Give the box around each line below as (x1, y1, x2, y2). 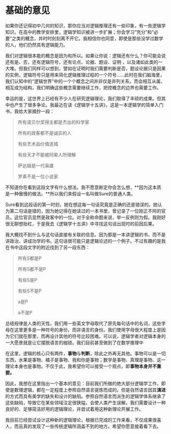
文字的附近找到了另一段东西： (27, 244, 90, 250)
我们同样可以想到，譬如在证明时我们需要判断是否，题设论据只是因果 (22, 65, 166, 72)
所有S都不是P (17, 266, 46, 272)
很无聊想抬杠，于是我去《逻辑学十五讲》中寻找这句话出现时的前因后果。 (5, 220, 157, 226)
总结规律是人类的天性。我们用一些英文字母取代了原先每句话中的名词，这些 (5, 320, 161, 326)
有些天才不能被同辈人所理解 (17, 151, 76, 157)
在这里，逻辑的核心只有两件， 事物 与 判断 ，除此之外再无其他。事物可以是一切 (5, 350, 166, 356)
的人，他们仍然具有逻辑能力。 (5, 41, 68, 48)
